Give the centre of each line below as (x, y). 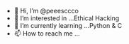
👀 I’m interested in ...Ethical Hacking (67, 18)
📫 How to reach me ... (47, 34)
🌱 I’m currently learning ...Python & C (68, 25)
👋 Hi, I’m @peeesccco (46, 11)
